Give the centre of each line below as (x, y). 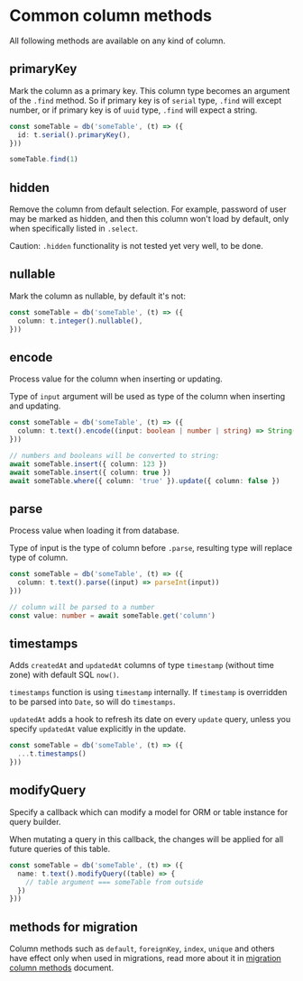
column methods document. (62, 968)
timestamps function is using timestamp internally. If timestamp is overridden (148, 692)
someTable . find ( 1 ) (44, 160)
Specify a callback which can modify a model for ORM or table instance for (149, 811)
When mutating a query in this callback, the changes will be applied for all (147, 839)
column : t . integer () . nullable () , (80, 321)
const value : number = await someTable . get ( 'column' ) (113, 615)
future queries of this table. (60, 848)
